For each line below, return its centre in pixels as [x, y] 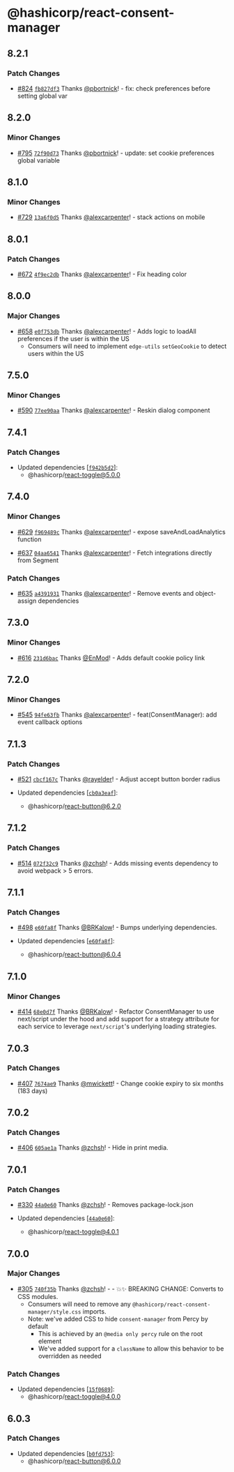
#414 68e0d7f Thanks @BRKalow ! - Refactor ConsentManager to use [116, 1012]
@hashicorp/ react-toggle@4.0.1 [73, 1232]
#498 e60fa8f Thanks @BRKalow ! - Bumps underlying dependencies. [117, 927]
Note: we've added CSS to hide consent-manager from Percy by [118, 1319]
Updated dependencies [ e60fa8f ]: [66, 941]
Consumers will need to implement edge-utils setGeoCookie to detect [127, 346]
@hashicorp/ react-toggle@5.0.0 [74, 475]
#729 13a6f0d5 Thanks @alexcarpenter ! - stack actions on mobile [111, 217]
